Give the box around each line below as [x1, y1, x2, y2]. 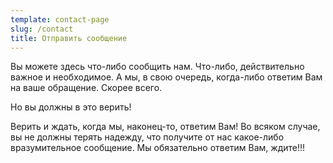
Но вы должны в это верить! [10, 101, 132, 113]
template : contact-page [10, 14, 110, 25]
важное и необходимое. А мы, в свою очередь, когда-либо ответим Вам [10, 71, 323, 83]
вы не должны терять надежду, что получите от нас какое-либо [10, 131, 285, 143]
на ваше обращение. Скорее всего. [10, 82, 163, 94]
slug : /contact [10, 24, 74, 34]
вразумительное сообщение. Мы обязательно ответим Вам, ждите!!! [10, 142, 306, 154]
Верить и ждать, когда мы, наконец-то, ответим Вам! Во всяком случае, [10, 121, 321, 133]
